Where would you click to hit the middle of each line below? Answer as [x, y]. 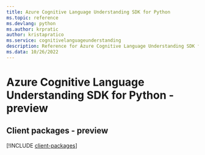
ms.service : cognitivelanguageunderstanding [64, 40]
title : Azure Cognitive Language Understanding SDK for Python [88, 12]
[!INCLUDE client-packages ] [42, 145]
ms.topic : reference [33, 18]
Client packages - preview [57, 131]
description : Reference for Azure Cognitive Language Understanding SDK [101, 47]
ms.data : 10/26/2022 [33, 52]
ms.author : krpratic [33, 29]
